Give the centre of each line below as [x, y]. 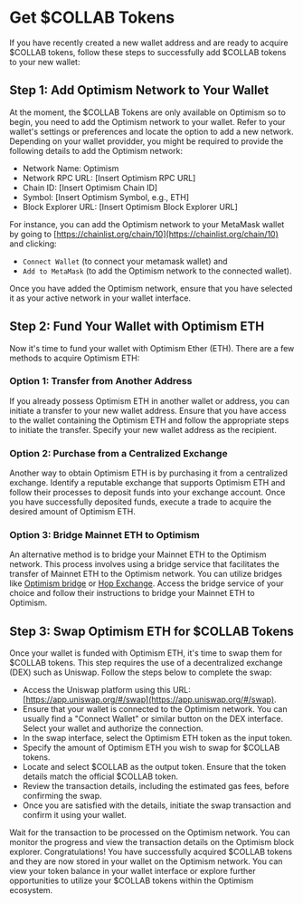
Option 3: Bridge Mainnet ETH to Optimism [105, 535]
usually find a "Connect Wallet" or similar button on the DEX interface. [153, 719]
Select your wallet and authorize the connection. [113, 728]
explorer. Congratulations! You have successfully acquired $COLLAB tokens [151, 852]
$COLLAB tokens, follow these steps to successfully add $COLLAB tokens [148, 52]
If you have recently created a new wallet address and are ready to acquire [149, 43]
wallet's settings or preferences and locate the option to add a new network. [151, 131]
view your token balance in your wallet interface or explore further [133, 871]
